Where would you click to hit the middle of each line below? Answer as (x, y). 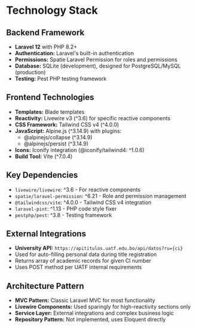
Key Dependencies (42, 175)
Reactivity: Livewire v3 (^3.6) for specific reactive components (93, 118)
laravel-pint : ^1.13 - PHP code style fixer (66, 208)
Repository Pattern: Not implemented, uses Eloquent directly (90, 319)
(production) (30, 72)
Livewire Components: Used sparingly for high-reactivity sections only (103, 307)
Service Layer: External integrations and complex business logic (94, 313)
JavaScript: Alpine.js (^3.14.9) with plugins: (68, 131)
